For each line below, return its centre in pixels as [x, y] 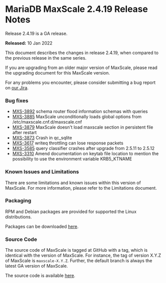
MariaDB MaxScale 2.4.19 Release [77, 9]
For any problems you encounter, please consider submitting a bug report [80, 82]
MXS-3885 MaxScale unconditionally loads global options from [77, 117]
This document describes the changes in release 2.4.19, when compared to [82, 53]
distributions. [19, 216]
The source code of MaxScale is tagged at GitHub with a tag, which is [76, 250]
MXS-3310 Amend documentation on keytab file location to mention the [85, 154]
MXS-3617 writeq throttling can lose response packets [68, 143]
